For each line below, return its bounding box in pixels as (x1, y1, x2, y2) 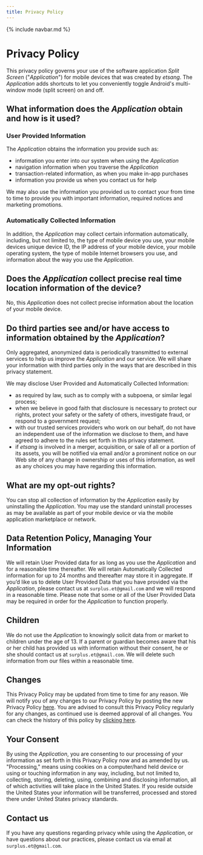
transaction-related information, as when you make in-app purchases (15, 170, 188, 177)
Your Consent (6, 734, 59, 744)
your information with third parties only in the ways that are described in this (6, 362, 197, 369)
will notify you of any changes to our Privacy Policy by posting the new (6, 697, 184, 704)
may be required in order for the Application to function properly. (6, 598, 168, 605)
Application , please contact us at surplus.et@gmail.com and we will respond (6, 584, 196, 592)
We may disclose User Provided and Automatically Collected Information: (6, 380, 189, 387)
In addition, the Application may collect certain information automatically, (6, 230, 189, 237)
